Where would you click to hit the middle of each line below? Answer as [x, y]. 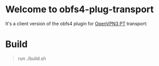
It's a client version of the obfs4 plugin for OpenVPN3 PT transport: [76, 24]
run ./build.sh [32, 58]
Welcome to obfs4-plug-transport [79, 9]
